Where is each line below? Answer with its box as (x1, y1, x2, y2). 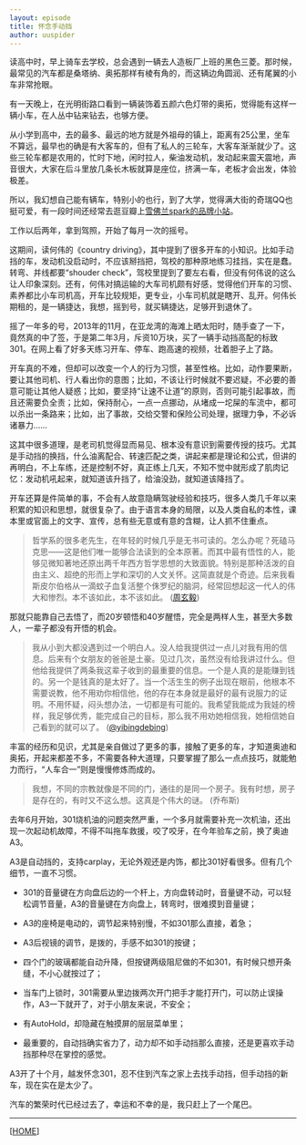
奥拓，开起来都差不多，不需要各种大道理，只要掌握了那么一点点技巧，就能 (9, 753, 289, 764)
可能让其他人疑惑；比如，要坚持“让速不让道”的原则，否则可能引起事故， (16, 386, 289, 397)
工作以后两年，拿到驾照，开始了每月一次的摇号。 (9, 225, 193, 236)
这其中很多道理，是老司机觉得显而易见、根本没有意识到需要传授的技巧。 (9, 439, 280, 450)
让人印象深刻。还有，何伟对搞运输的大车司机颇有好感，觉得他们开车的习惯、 (9, 279, 297, 290)
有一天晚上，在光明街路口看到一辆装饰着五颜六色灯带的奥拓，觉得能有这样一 (9, 98, 297, 109)
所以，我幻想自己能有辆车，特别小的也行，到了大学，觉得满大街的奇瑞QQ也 (9, 194, 293, 205)
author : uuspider (9, 30, 76, 39)
